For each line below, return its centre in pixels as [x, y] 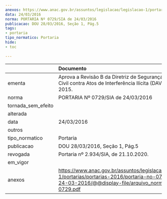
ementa [17, 83]
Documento [73, 68]
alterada [17, 114]
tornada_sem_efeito [31, 105]
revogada [19, 154]
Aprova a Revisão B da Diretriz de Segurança [111, 77]
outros [15, 130]
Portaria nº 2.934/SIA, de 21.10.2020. [104, 154]
